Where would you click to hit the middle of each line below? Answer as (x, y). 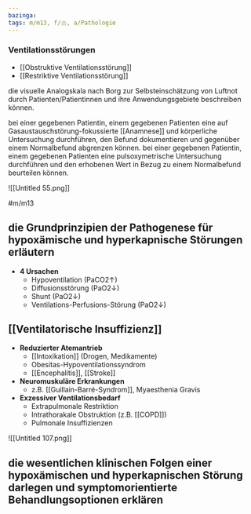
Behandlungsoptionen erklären (85, 499)
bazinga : (22, 15)
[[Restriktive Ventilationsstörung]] (74, 75)
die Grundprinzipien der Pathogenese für (111, 228)
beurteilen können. (38, 173)
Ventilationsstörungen (52, 50)
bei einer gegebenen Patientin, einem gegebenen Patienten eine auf (118, 122)
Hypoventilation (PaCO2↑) (74, 279)
